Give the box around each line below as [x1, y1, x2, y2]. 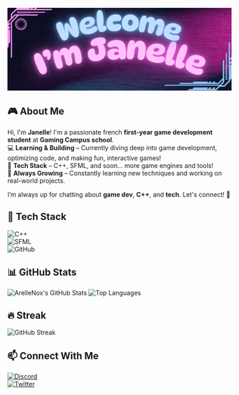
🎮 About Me [7, 105, 65, 117]
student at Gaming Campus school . [7, 135, 114, 144]
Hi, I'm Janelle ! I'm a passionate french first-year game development [7, 127, 213, 136]
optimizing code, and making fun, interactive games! [7, 154, 161, 162]
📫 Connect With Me [7, 349, 100, 362]
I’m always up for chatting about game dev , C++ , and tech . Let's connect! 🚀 [7, 190, 231, 199]
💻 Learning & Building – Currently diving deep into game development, [7, 143, 218, 152]
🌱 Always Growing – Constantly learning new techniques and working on [7, 169, 223, 177]
